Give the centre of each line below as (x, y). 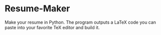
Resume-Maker (37, 9)
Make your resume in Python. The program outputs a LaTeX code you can (80, 22)
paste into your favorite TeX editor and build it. (52, 27)
